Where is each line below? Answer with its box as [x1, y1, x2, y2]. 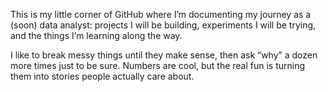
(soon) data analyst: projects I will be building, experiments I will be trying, [10, 19, 317, 31]
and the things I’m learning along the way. [10, 30, 183, 41]
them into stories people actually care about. [10, 70, 195, 82]
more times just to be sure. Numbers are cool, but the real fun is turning [10, 60, 306, 71]
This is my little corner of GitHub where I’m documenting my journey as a [10, 9, 312, 20]
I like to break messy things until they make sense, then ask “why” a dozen [10, 49, 318, 61]
